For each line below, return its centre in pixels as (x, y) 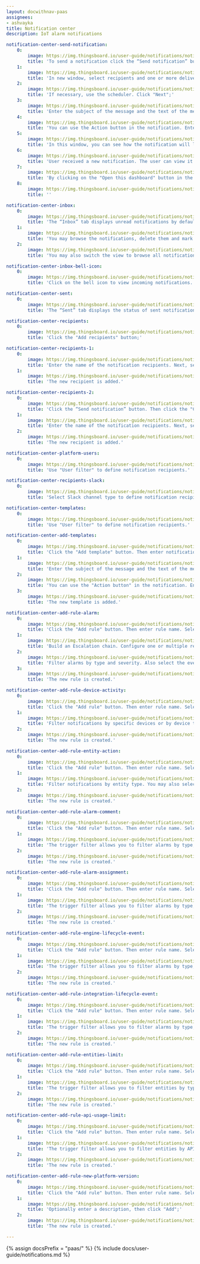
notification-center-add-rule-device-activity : (66, 690)
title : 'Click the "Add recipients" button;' (85, 338)
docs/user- (135, 1248)
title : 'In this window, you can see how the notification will (109, 144)
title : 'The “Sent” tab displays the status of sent (94, 310)
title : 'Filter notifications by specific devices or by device (109, 724)
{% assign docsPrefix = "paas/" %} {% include (63, 1248)
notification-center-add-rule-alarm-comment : (63, 812)
